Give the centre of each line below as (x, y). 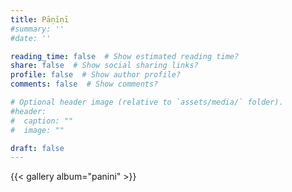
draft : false (37, 148)
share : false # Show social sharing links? (104, 66)
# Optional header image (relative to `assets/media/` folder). (147, 102)
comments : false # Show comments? (84, 84)
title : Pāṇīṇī (40, 19)
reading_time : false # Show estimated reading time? (125, 56)
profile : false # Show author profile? (96, 75)
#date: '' (31, 38)
